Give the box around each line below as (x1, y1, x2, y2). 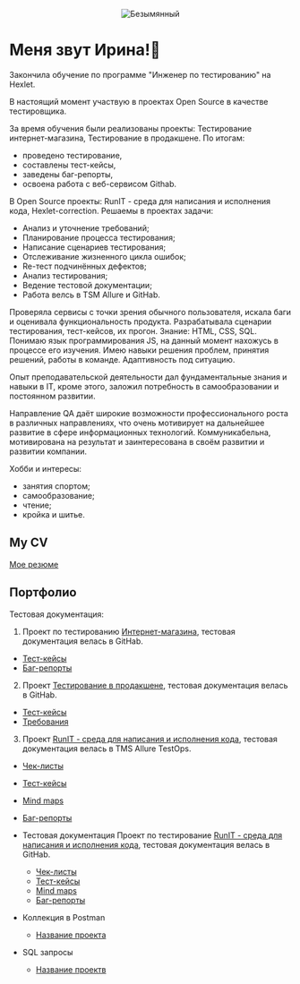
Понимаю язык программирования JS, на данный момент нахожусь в (9, 335, 279, 346)
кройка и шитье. (21, 509, 85, 519)
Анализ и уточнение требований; (21, 222, 150, 233)
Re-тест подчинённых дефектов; (21, 261, 147, 271)
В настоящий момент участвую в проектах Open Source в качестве (9, 96, 269, 107)
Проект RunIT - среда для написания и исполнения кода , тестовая (21, 733, 278, 744)
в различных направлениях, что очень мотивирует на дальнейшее (9, 417, 265, 428)
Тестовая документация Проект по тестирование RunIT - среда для (21, 829, 283, 841)
